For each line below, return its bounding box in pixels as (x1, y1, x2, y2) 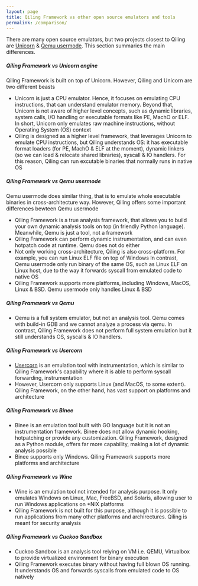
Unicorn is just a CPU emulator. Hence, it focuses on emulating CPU (14, 95, 180, 102)
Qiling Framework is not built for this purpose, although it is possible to (14, 507, 187, 514)
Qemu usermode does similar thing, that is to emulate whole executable (6, 193, 181, 200)
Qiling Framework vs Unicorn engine (6, 62, 98, 69)
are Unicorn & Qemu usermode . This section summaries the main (6, 42, 165, 49)
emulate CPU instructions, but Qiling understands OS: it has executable (14, 139, 188, 146)
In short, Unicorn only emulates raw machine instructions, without (14, 120, 176, 127)
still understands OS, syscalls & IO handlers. (14, 333, 122, 341)
